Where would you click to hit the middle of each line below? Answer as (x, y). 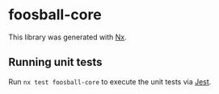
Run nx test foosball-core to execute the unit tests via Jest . (110, 81)
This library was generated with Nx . (67, 37)
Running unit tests (55, 62)
